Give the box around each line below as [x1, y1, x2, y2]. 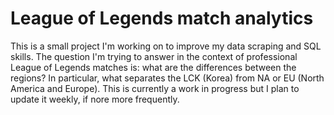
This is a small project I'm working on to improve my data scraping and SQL [10, 40, 322, 52]
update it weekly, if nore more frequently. [10, 93, 180, 105]
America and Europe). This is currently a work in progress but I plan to [10, 82, 300, 94]
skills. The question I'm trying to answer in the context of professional [10, 50, 298, 62]
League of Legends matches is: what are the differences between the [10, 61, 297, 73]
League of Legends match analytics [10, 7, 314, 30]
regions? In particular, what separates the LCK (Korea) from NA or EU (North [10, 72, 325, 84]
